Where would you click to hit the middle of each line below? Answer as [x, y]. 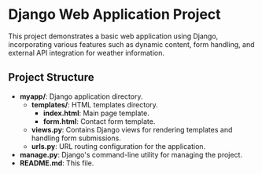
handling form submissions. [76, 138]
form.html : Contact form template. [99, 121]
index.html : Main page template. [96, 113]
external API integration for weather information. [87, 53]
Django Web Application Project [115, 14]
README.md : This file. [57, 163]
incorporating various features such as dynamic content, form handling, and [131, 44]
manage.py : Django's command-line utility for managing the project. [131, 154]
